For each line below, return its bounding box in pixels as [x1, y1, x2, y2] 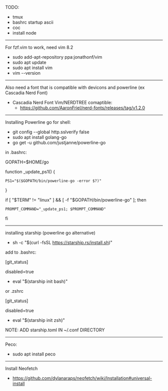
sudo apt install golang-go [12, 134, 67, 140]
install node [12, 30, 36, 36]
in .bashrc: [5, 149, 27, 155]
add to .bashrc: [5, 249, 36, 255]
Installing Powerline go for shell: [5, 119, 71, 125]
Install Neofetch [5, 365, 38, 371]
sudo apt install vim [12, 65, 53, 71]
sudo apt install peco [12, 351, 56, 357]
